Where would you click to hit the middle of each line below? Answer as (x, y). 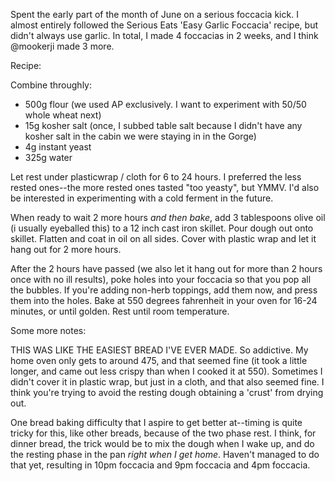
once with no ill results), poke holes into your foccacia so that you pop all (161, 279)
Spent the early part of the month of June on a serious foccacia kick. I (154, 14)
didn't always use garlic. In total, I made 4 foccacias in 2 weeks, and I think (164, 35)
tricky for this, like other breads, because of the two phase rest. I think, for (163, 433)
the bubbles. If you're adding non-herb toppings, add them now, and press (164, 290)
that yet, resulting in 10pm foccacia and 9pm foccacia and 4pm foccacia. (160, 465)
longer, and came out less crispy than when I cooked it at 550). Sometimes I (166, 371)
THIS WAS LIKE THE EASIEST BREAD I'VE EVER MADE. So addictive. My (159, 350)
